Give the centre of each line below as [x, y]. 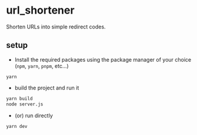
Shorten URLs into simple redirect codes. [56, 27]
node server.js [25, 104]
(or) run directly [34, 115]
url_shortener [40, 10]
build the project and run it [47, 88]
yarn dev [17, 126]
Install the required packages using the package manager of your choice [103, 59]
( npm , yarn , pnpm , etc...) [42, 66]
